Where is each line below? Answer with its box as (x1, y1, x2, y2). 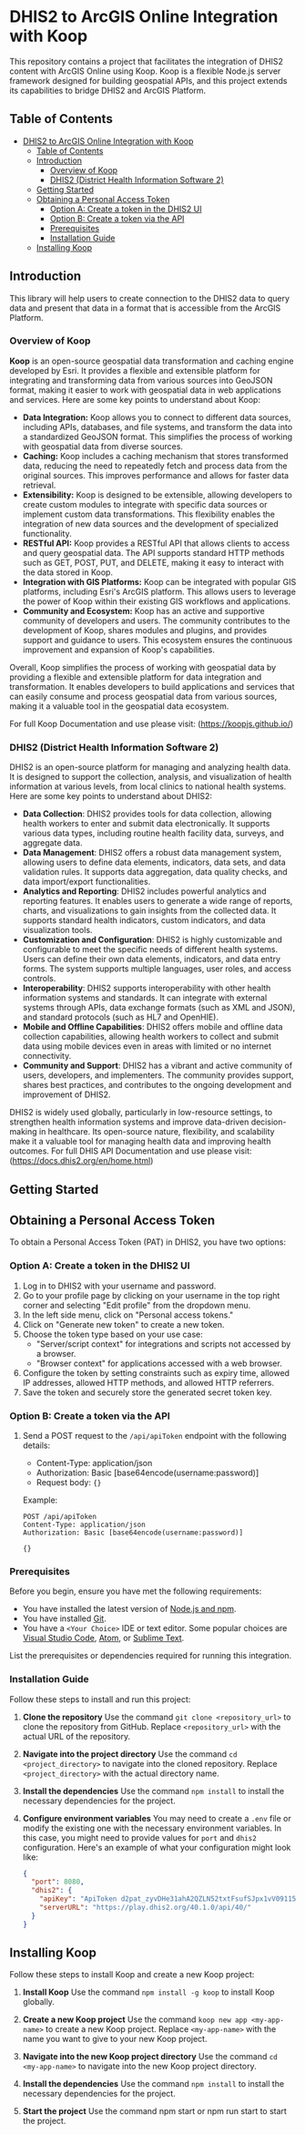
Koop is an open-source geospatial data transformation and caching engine (9, 355, 294, 366)
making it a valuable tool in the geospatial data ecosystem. (9, 700, 229, 712)
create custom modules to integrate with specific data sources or (22, 498, 268, 509)
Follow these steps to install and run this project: (9, 1693, 191, 1705)
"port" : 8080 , (31, 1877, 85, 1887)
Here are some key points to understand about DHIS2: (9, 791, 212, 802)
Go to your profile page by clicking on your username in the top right (22, 1289, 280, 1300)
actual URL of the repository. (22, 1730, 131, 1741)
